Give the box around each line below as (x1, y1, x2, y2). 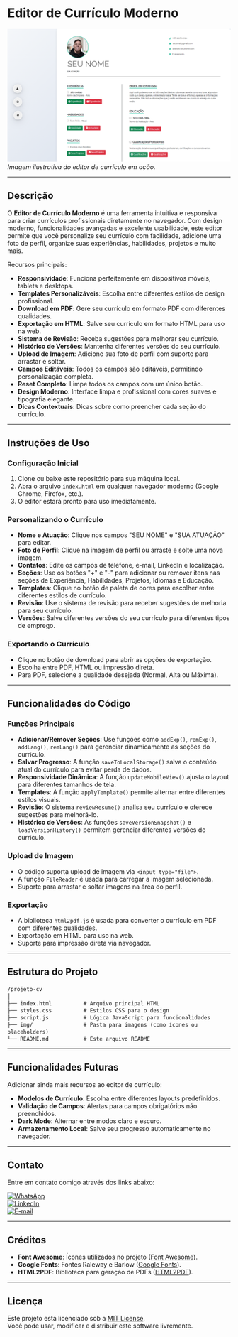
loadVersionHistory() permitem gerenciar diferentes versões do (17, 826, 206, 834)
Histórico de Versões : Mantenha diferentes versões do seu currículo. (17, 342, 221, 350)
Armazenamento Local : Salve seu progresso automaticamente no (17, 1124, 211, 1132)
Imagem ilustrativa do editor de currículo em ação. (7, 162, 156, 171)
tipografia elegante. (17, 394, 75, 403)
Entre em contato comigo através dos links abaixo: (7, 1178, 155, 1186)
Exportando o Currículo (7, 639, 90, 649)
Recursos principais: (7, 260, 67, 269)
